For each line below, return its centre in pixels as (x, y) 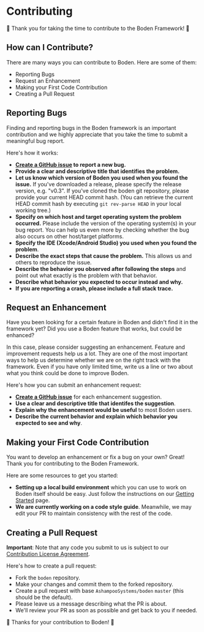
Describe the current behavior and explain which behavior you (96, 417)
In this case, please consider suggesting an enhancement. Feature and (96, 347)
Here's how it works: (32, 153)
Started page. (32, 500)
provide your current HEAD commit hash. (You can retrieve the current (104, 197)
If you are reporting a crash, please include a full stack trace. (94, 288)
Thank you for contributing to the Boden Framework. (73, 463)
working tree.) (33, 210)
